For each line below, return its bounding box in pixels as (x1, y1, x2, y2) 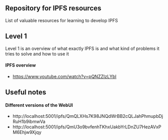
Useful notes (5, 88, 46, 97)
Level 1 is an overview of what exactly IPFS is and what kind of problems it (5, 45, 160, 51)
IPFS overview (5, 62, 36, 68)
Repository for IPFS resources (5, 4, 102, 13)
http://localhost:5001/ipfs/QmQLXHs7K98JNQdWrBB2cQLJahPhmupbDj (12, 113, 163, 119)
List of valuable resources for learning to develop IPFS (5, 17, 118, 23)
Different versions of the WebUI (5, 102, 73, 108)
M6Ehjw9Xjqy (12, 129, 42, 135)
